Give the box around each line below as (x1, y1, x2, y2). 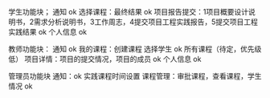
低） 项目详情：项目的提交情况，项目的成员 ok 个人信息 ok (8, 55, 202, 63)
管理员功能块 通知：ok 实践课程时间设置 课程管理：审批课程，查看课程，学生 (8, 71, 262, 80)
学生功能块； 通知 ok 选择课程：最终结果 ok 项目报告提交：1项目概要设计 (8, 7, 249, 16)
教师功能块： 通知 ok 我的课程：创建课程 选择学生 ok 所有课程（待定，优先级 (8, 44, 262, 54)
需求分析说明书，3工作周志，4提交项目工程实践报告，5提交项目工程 (33, 17, 259, 27)
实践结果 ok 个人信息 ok (8, 27, 87, 36)
